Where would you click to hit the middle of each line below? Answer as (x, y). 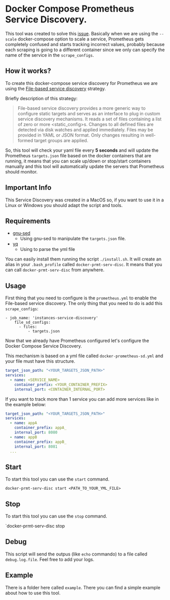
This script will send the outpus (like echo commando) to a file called (76, 554)
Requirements (28, 221)
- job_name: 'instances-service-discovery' (52, 318)
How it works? (28, 71)
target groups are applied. (61, 140)
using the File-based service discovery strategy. (56, 89)
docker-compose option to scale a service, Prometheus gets (81, 39)
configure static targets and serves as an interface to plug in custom (89, 113)
